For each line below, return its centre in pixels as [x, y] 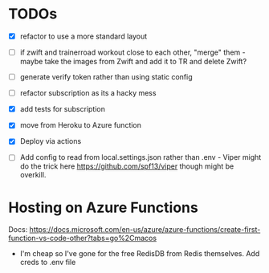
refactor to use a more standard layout [84, 36]
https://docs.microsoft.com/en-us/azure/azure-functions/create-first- [145, 230]
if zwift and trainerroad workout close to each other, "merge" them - [133, 52]
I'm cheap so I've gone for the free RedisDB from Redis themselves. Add [140, 254]
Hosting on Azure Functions [103, 208]
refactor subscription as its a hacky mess [88, 93]
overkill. [33, 175]
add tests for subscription [63, 109]
